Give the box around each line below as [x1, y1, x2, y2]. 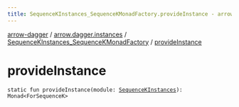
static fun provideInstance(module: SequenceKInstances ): [7, 86, 183, 93]
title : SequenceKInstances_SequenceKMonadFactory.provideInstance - [7, 10, 215, 18]
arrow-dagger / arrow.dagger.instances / [7, 30, 127, 39]
